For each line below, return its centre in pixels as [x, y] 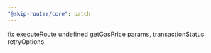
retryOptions [26, 41]
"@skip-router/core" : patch [49, 14]
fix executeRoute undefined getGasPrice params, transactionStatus [106, 34]
